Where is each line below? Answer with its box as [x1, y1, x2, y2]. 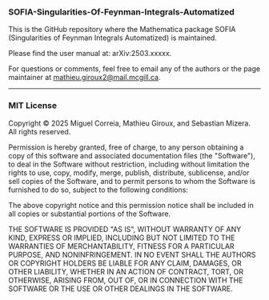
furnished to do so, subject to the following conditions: [8, 185, 188, 194]
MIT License [8, 100, 58, 111]
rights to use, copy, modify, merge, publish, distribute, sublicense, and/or [8, 167, 250, 178]
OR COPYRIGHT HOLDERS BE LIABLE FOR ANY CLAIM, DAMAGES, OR [8, 258, 242, 268]
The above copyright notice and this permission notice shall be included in [8, 200, 254, 210]
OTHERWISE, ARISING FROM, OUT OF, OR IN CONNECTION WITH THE [8, 275, 243, 285]
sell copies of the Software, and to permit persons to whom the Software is [8, 176, 256, 186]
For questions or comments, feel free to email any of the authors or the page [8, 64, 261, 74]
